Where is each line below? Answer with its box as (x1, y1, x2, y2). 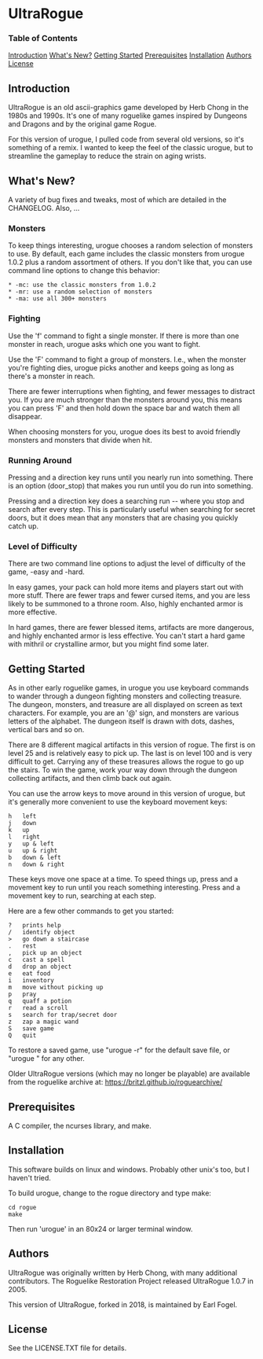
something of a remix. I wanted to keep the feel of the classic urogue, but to (8, 143, 254, 153)
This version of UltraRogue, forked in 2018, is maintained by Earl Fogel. (8, 1299, 238, 1309)
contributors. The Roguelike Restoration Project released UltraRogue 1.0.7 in (8, 1276, 254, 1286)
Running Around (8, 455, 72, 466)
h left (8, 812, 37, 820)
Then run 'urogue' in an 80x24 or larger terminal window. (8, 1224, 193, 1233)
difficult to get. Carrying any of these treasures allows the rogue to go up (8, 757, 244, 767)
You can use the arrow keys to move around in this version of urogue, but (8, 789, 246, 798)
